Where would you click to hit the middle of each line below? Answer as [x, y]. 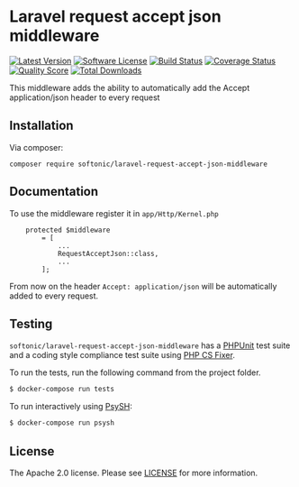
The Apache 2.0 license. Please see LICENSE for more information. [134, 473]
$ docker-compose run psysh [62, 423]
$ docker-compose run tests [62, 390]
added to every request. [54, 296]
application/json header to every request [85, 97]
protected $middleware [68, 230]
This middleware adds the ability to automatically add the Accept [130, 87]
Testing [31, 323]
